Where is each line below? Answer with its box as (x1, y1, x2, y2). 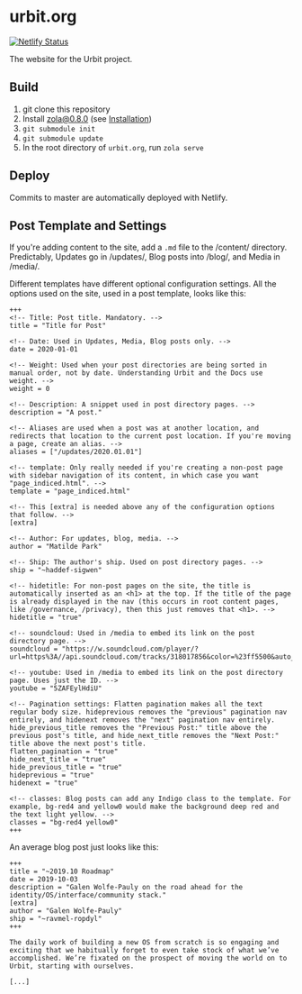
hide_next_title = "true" (9, 755, 106, 764)
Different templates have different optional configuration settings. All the (9, 278, 277, 289)
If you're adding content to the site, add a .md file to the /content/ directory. (9, 242, 288, 253)
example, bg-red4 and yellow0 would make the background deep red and (9, 802, 280, 812)
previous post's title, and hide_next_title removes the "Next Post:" (9, 732, 280, 741)
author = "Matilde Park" (9, 543, 102, 552)
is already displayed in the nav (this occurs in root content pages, (9, 597, 280, 606)
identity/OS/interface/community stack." (9, 890, 167, 900)
